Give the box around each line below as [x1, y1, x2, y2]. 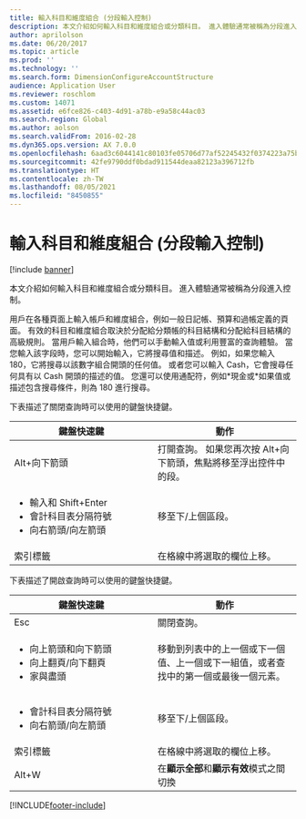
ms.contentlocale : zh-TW [9, 174, 104, 183]
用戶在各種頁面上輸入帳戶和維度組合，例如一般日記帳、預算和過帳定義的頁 [9, 313, 289, 324]
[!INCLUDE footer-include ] [9, 799, 107, 811]
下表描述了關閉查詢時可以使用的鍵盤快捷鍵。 [9, 401, 178, 412]
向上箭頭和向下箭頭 [29, 642, 112, 655]
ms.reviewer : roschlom [9, 89, 96, 98]
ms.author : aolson [9, 124, 79, 133]
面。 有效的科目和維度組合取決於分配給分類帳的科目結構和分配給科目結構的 [9, 324, 291, 335]
